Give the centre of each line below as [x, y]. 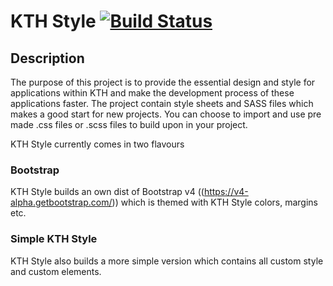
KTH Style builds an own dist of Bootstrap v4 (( [107, 192]
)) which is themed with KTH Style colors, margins [215, 202]
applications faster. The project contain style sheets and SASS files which [162, 103]
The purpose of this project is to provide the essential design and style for [163, 82]
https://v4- [226, 192]
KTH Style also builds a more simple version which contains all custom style [167, 261]
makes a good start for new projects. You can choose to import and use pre [166, 114]
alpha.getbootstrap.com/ [61, 202]
